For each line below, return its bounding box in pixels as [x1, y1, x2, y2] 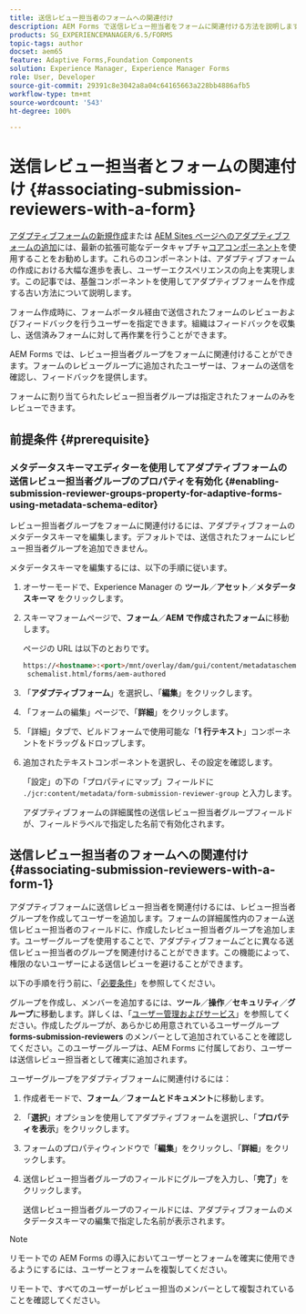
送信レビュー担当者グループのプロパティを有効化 [9, 474, 223, 487]
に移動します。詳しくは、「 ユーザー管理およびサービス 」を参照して [33, 1008, 283, 1020]
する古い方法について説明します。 [9, 288, 137, 299]
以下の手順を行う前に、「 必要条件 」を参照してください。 [9, 978, 220, 989]
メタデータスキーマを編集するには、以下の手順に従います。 [9, 562, 232, 573]
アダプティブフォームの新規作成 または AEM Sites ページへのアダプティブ [9, 230, 282, 241]
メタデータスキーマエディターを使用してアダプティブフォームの [9, 461, 288, 474]
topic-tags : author [9, 38, 84, 48]
